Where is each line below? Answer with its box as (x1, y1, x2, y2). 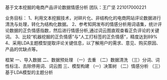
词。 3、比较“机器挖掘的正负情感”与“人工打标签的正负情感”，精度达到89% (5, 34, 158, 39)
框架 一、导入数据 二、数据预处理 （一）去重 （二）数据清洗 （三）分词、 (5, 57, 156, 62)
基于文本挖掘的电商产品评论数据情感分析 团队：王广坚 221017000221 (5, 4, 147, 10)
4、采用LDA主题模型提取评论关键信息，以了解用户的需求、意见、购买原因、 (5, 40, 161, 46)
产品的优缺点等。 (5, 46, 40, 52)
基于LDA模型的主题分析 (5, 69, 53, 75)
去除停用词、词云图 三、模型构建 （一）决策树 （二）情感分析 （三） (22, 63, 161, 69)
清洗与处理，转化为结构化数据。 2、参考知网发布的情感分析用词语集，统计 (5, 21, 158, 27)
